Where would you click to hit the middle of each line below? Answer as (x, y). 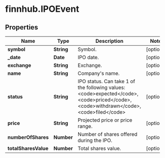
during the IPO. (95, 140)
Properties (22, 27)
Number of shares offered (108, 134)
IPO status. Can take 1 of (107, 81)
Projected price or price (105, 120)
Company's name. (99, 73)
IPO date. (88, 57)
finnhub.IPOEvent (42, 9)
